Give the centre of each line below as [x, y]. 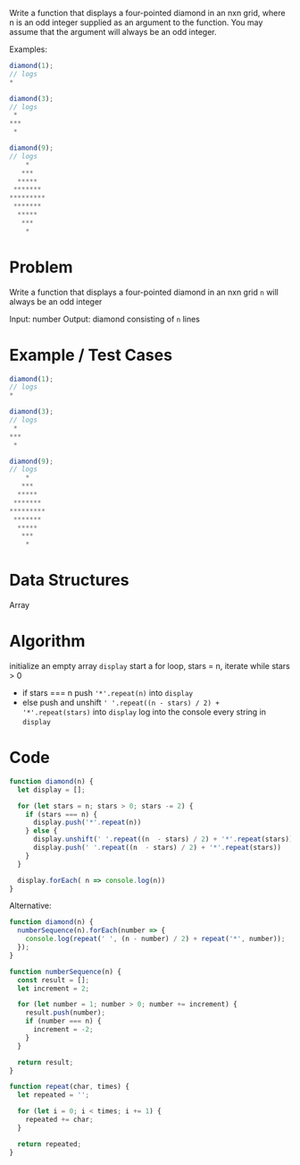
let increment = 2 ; [54, 989]
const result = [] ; [54, 980]
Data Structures [69, 580]
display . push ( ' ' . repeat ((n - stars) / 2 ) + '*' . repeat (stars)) [157, 848]
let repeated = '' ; [54, 1095]
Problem [41, 267]
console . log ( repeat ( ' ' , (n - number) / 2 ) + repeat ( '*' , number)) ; [155, 939]
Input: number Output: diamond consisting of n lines [105, 319]
